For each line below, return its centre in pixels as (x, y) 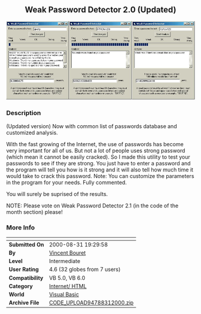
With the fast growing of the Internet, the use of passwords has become (95, 144)
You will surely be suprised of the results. (57, 194)
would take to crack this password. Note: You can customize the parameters (100, 176)
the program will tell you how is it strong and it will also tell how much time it (100, 170)
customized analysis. (32, 132)
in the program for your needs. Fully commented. (67, 182)
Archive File (24, 303)
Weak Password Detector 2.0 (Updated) (100, 10)
